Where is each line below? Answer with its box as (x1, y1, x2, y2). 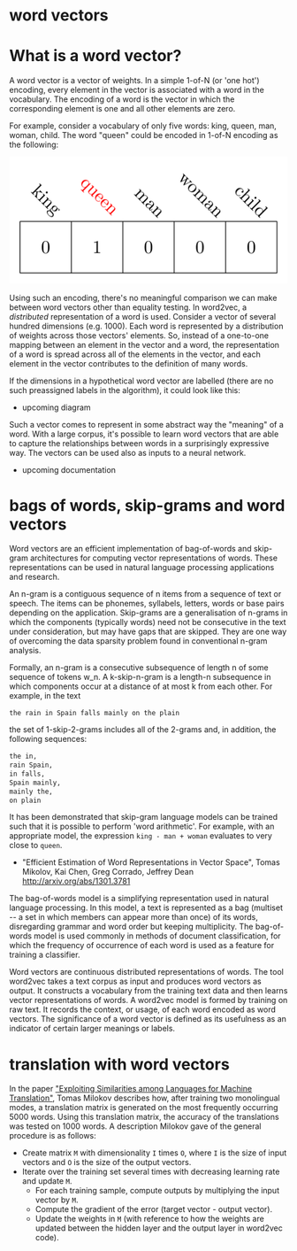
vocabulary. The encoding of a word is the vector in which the (9, 94, 235, 104)
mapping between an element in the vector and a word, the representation (9, 339, 280, 350)
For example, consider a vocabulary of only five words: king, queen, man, (9, 120, 277, 131)
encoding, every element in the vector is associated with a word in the (9, 85, 265, 96)
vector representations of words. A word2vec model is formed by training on (9, 995, 288, 1006)
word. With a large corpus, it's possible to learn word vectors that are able (9, 429, 279, 439)
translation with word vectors (9, 1054, 230, 1074)
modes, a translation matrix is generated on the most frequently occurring (9, 1102, 278, 1113)
